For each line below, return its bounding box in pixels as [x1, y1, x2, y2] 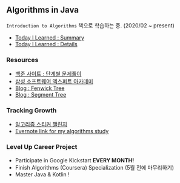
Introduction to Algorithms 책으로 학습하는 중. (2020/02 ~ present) [6, 21, 175, 29]
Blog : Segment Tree [15, 91, 67, 98]
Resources [6, 55, 39, 64]
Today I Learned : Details [15, 40, 78, 47]
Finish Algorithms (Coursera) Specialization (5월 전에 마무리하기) [15, 164, 175, 171]
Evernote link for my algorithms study [15, 128, 109, 135]
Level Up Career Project [6, 143, 78, 151]
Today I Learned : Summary [15, 33, 85, 41]
